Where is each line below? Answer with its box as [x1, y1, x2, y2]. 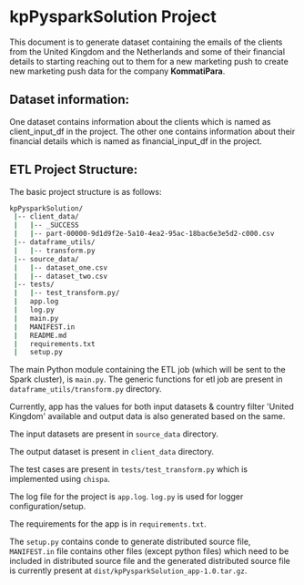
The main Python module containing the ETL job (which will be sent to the [9, 364, 287, 375]
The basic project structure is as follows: [9, 186, 162, 197]
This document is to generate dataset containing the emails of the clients [9, 36, 283, 47]
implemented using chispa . [9, 474, 111, 485]
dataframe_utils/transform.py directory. [9, 384, 162, 395]
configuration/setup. [9, 501, 86, 512]
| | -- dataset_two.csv [13, 272, 107, 281]
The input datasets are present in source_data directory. [9, 428, 218, 439]
